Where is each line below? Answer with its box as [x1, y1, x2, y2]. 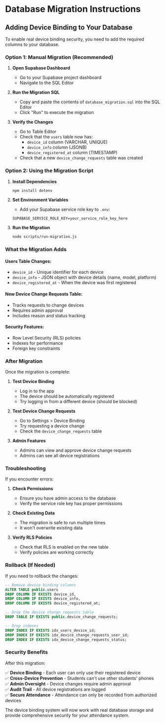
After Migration [5, 357, 43, 364]
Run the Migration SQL [12, 89, 60, 95]
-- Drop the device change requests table [5, 610, 94, 615]
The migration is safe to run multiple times [19, 520, 106, 526]
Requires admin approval [12, 307, 63, 313]
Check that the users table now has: [19, 134, 93, 140]
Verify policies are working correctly [19, 550, 94, 555]
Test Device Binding [12, 379, 54, 384]
